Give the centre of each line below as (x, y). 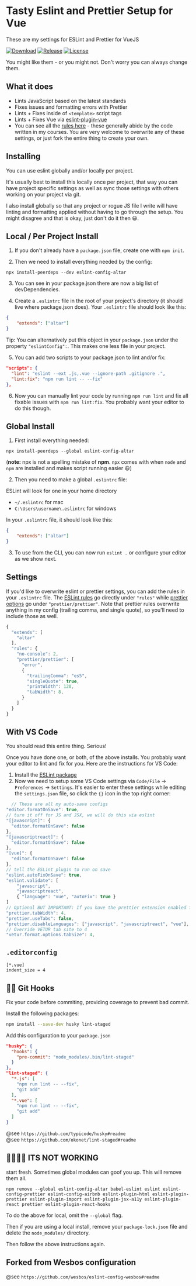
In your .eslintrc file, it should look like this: (59, 520)
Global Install (30, 426)
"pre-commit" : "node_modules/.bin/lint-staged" (75, 1057)
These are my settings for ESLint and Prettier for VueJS (73, 39)
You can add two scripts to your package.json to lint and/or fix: (90, 357)
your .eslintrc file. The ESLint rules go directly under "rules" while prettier (97, 597)
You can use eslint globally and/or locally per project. (70, 170)
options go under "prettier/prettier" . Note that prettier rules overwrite (93, 604)
